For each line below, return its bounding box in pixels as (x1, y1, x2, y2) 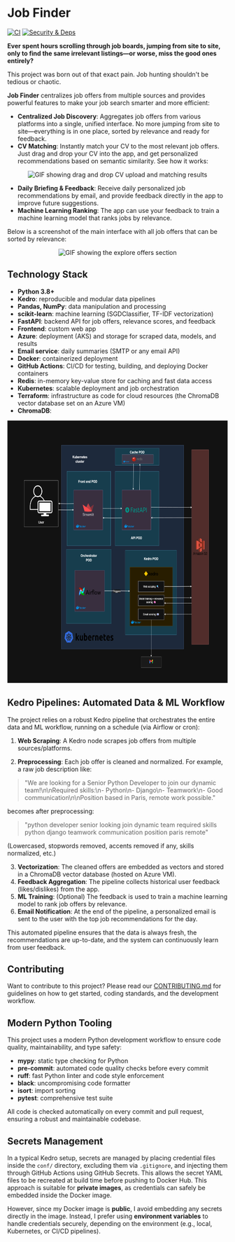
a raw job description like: (17, 765, 92, 773)
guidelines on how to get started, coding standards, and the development (7, 989, 219, 998)
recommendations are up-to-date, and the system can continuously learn (7, 935, 219, 944)
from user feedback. (7, 943, 66, 951)
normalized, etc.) (7, 849, 57, 857)
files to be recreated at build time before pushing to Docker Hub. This (7, 1176, 208, 1185)
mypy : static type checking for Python (17, 1056, 129, 1065)
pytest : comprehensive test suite (17, 1094, 113, 1103)
